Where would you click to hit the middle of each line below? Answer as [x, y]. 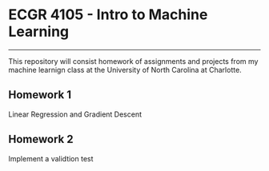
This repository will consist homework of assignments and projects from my [133, 61]
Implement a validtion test [51, 158]
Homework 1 [40, 95]
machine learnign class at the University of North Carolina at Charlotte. [125, 70]
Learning [39, 32]
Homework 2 [41, 139]
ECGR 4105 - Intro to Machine [108, 15]
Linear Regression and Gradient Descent [75, 114]
